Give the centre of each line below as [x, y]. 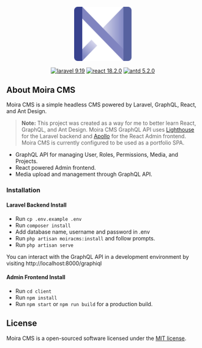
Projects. [26, 161]
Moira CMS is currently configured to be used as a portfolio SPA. [103, 143]
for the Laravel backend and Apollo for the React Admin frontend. [104, 136]
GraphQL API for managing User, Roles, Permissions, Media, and [97, 155]
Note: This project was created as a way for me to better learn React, [109, 123]
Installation [24, 190]
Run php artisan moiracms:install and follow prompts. [85, 238]
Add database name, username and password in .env [82, 232]
